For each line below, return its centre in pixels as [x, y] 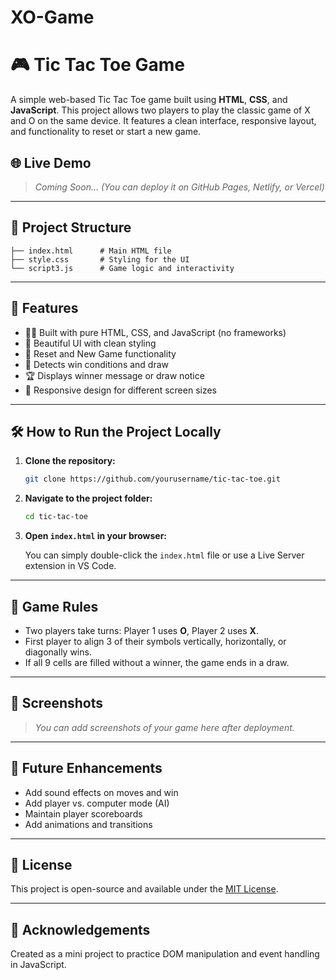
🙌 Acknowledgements [80, 929]
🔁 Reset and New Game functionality [100, 353]
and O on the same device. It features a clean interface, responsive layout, [163, 121]
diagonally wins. [58, 652]
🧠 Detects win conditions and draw [97, 364]
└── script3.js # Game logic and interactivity [122, 268]
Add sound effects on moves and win [101, 792]
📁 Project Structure [71, 227]
